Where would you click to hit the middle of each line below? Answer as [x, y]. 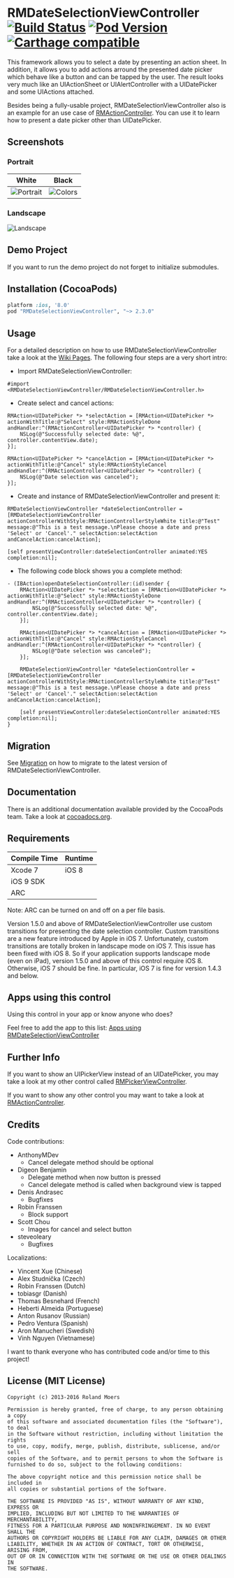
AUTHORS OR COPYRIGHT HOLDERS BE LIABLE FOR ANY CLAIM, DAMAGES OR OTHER [117, 1538]
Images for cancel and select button [80, 1229]
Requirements [38, 838]
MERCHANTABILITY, [32, 1519]
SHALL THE [22, 1532]
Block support [48, 1214]
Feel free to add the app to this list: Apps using [74, 1028]
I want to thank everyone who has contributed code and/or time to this [109, 1351]
